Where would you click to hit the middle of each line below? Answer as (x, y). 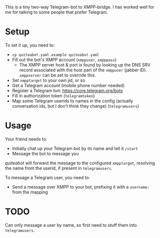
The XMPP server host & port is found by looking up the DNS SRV (85, 64)
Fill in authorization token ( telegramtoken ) (53, 95)
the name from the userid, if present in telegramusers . (59, 168)
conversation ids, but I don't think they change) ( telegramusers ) (75, 106)
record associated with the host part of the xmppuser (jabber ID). (83, 70)
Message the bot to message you (45, 153)
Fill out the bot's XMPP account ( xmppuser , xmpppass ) (64, 60)
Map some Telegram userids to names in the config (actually (72, 101)
